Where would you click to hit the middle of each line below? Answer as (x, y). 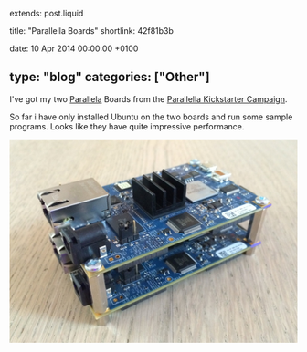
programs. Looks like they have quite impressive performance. (127, 126)
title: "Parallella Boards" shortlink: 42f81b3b (91, 31)
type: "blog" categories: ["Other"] (110, 77)
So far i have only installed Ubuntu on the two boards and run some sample (151, 117)
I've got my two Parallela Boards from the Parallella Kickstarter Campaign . (148, 98)
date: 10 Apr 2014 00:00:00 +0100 (74, 48)
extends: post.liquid (47, 13)
